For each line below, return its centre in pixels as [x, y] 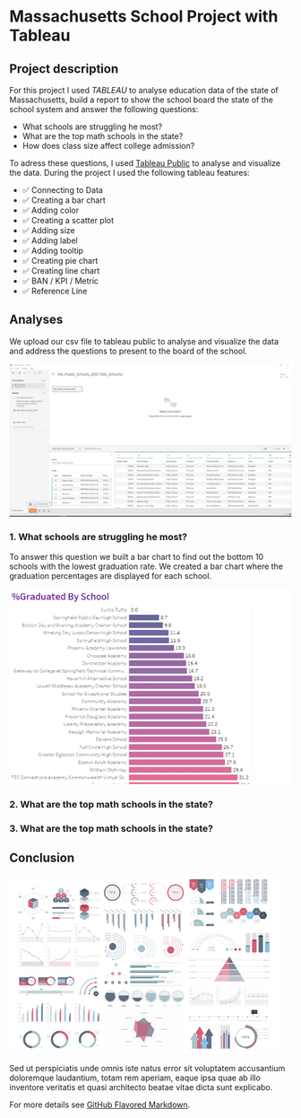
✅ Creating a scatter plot [68, 220]
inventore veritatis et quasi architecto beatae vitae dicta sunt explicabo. [141, 1087]
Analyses [36, 320]
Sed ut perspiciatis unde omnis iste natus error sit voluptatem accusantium [147, 1069]
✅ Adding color [51, 210]
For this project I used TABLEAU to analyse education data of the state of [144, 90]
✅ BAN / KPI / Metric [60, 281]
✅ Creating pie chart [60, 261]
